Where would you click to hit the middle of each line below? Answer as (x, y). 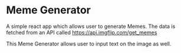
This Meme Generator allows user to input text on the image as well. (89, 44)
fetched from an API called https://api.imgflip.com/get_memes (82, 32)
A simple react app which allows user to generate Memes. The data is (91, 26)
